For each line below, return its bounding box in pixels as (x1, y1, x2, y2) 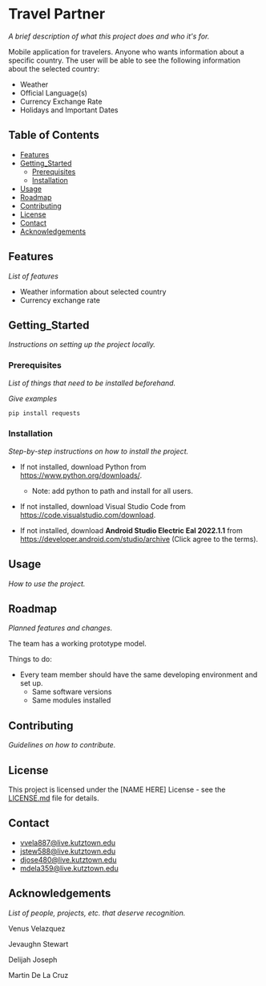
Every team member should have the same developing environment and (19, 670, 258, 679)
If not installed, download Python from (19, 462, 147, 471)
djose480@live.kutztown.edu (19, 854, 117, 864)
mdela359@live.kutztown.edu (19, 863, 119, 873)
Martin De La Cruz (8, 970, 69, 980)
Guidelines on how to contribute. (8, 740, 116, 750)
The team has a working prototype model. (8, 639, 147, 649)
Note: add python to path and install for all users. (31, 486, 194, 495)
